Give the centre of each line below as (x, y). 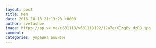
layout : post (19, 10)
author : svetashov (25, 24)
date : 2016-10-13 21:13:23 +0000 (41, 19)
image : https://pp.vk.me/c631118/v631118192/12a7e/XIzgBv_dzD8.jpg (78, 28)
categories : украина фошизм (35, 38)
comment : (14, 33)
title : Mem (17, 14)
